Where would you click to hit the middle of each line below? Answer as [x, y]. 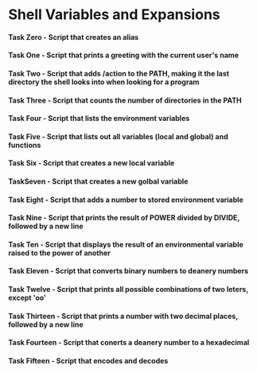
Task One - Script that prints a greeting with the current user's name [124, 55]
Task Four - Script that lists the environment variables [99, 119]
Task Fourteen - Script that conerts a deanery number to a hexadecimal [129, 343]
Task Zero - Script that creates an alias [74, 37]
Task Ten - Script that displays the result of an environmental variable [126, 244]
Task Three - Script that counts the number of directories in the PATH [125, 100]
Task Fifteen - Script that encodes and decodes [88, 360]
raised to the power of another [60, 253]
